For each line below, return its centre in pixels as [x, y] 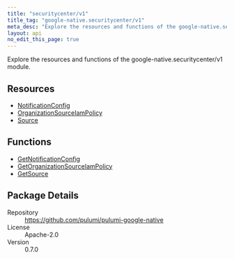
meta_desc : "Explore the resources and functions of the [92, 26]
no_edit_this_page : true [43, 40]
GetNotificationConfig [49, 159]
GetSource [33, 173]
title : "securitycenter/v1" [48, 14]
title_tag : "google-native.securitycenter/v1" [76, 20]
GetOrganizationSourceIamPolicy [65, 166]
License [18, 227]
